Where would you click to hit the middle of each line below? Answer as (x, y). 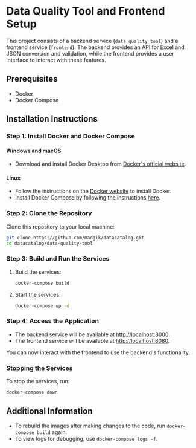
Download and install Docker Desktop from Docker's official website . (100, 164)
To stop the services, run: (38, 381)
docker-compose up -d (42, 306)
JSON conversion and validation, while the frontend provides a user (90, 53)
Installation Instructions (52, 119)
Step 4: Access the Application (53, 321)
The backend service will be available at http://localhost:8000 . (92, 334)
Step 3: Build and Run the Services (58, 259)
